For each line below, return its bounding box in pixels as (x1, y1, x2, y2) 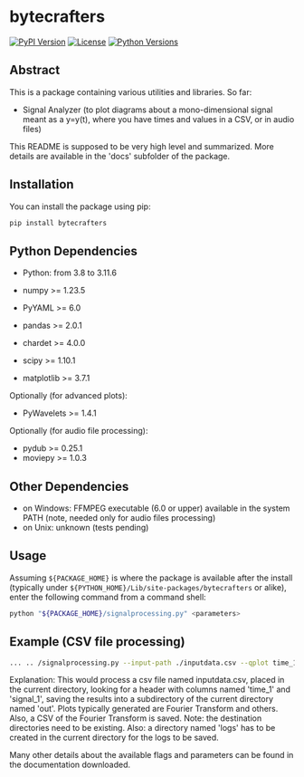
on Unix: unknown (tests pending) (22, 523, 149, 533)
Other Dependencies (9, 478, 129, 494)
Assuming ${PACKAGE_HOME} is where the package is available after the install (9, 572, 293, 583)
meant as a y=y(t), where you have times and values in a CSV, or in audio (22, 113, 295, 124)
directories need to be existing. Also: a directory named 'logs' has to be (9, 723, 276, 734)
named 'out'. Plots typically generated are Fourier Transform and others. (9, 704, 279, 715)
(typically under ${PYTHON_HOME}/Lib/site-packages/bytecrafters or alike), (9, 581, 287, 592)
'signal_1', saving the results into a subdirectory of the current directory (9, 694, 274, 705)
